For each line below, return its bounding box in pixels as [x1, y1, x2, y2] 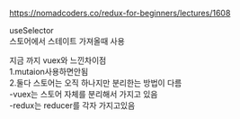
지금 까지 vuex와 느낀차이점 [9, 55, 107, 66]
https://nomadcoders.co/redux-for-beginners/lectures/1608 [9, 8, 231, 18]
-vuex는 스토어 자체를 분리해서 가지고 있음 [9, 89, 158, 99]
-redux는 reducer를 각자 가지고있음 [9, 100, 136, 111]
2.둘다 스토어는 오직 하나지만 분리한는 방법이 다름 [9, 78, 182, 88]
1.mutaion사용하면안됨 [9, 67, 89, 77]
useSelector [9, 25, 54, 35]
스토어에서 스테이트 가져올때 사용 [9, 36, 126, 46]
